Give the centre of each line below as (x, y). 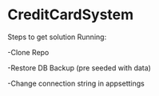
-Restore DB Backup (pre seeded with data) (79, 68)
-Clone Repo (28, 52)
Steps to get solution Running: (57, 37)
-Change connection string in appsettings (76, 83)
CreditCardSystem (71, 15)
